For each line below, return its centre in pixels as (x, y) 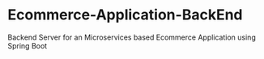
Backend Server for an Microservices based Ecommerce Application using (132, 37)
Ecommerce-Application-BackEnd (125, 15)
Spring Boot (28, 45)
